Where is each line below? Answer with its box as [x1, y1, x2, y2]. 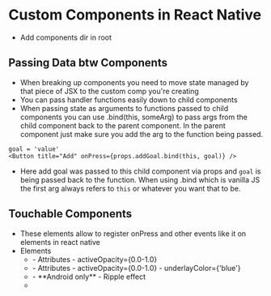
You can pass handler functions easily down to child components [19, 95, 238, 105]
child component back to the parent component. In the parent [19, 120, 227, 131]
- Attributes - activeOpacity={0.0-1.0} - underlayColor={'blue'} [32, 263, 241, 272]
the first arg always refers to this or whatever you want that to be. [19, 183, 241, 193]
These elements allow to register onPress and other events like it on [19, 229, 247, 238]
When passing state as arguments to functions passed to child [19, 103, 229, 113]
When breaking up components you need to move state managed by [19, 77, 249, 87]
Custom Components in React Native [8, 6, 261, 24]
